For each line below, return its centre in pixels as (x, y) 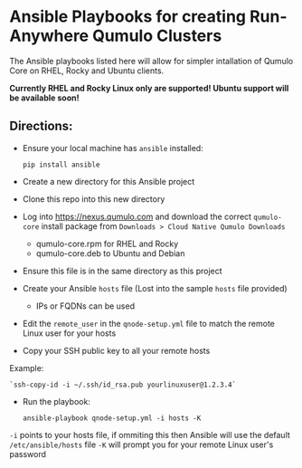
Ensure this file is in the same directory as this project (123, 271)
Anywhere (49, 36)
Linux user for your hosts (69, 333)
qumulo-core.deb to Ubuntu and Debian (110, 253)
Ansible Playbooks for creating (128, 17)
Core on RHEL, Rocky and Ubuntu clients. (87, 71)
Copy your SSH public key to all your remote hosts (116, 350)
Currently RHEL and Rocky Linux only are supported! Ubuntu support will (149, 88)
